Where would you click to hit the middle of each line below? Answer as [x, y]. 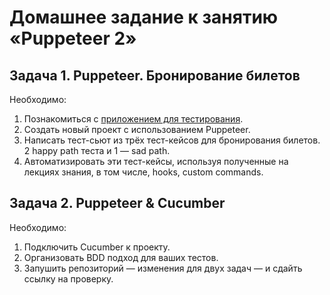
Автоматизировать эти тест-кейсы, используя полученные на [156, 161]
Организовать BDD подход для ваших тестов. [121, 257]
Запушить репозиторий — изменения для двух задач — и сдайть [163, 268]
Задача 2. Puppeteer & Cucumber [117, 203]
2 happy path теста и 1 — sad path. [97, 150]
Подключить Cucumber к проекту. [97, 247]
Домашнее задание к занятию [144, 17]
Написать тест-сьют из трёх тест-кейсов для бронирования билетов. [172, 140]
